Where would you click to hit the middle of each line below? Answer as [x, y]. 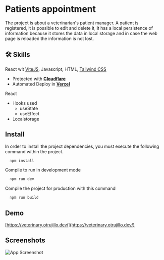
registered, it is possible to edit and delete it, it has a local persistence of [79, 28]
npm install [22, 161]
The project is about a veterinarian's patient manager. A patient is [72, 23]
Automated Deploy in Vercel [41, 84]
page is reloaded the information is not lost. [50, 39]
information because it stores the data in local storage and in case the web [81, 33]
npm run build [24, 198]
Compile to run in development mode [43, 170]
